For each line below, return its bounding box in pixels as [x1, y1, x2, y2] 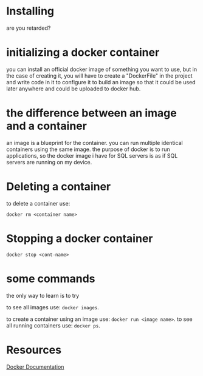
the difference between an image [6, 106, 177, 120]
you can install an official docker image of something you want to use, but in [6, 65, 198, 73]
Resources [6, 343, 62, 357]
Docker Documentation [6, 363, 64, 371]
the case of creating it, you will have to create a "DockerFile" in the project [6, 72, 193, 79]
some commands [6, 272, 95, 286]
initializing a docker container [6, 45, 160, 59]
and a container [6, 119, 87, 133]
